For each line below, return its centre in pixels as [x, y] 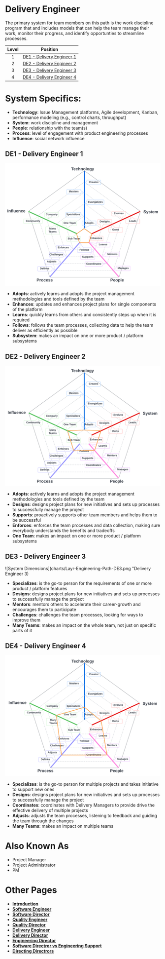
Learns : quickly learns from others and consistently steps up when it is [84, 315]
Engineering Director [34, 940]
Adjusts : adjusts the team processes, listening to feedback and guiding [85, 815]
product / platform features [40, 588]
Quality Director [29, 924]
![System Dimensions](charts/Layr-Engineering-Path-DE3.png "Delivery [78, 568]
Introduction [25, 904]
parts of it [22, 630]
